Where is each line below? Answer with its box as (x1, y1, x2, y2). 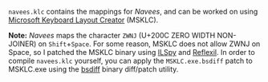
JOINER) (8, 39, 37, 49)
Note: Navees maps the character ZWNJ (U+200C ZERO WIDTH (8, 31, 216, 40)
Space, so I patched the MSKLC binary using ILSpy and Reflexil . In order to (8, 48, 255, 57)
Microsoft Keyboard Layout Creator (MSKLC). (8, 15, 159, 25)
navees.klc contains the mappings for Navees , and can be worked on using (8, 7, 258, 16)
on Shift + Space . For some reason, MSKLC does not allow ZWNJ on (38, 39, 261, 49)
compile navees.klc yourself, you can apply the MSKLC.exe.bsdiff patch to (8, 56, 253, 65)
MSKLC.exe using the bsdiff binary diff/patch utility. (8, 64, 179, 74)
